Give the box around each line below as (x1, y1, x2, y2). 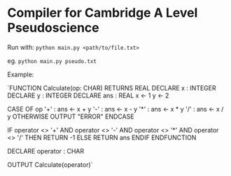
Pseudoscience (7, 20, 99, 36)
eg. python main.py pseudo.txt (7, 56, 97, 65)
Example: (7, 70, 34, 79)
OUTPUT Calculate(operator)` (7, 160, 93, 169)
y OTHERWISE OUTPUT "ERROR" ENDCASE (7, 112, 134, 121)
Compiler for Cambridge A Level (7, 5, 198, 21)
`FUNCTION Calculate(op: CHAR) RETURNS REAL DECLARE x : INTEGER (7, 83, 216, 92)
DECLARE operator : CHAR (7, 147, 85, 155)
